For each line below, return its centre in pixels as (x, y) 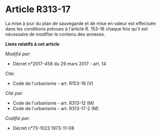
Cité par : (14, 93)
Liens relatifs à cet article (32, 44)
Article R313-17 (38, 9)
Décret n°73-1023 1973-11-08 (43, 128)
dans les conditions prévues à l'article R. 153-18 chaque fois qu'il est (77, 28)
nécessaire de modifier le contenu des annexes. (55, 34)
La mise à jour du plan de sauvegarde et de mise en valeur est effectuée (80, 23)
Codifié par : (18, 118)
